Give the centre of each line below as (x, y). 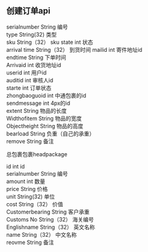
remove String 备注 (30, 141)
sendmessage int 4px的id (38, 103)
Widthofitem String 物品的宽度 (44, 118)
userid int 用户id (26, 73)
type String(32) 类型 (31, 34)
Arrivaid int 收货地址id (34, 65)
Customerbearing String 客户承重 (48, 212)
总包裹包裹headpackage (37, 154)
